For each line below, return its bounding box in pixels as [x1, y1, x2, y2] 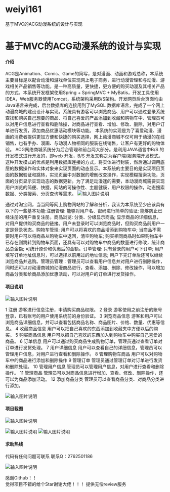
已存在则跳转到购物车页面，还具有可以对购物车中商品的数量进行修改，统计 [5, 239, 160, 246]
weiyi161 [5, 4, 42, 15]
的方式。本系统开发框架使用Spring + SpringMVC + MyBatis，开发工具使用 [5, 90, 159, 96]
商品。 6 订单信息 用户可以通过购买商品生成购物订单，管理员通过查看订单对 [5, 338, 163, 344]
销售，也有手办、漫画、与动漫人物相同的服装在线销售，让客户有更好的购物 [5, 140, 160, 146]
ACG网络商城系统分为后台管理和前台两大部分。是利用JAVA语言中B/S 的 [15, 147, 164, 153]
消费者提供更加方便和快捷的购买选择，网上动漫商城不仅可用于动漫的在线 [14, 134, 165, 140]
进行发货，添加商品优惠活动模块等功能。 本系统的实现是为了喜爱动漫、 [9, 127, 157, 133]
